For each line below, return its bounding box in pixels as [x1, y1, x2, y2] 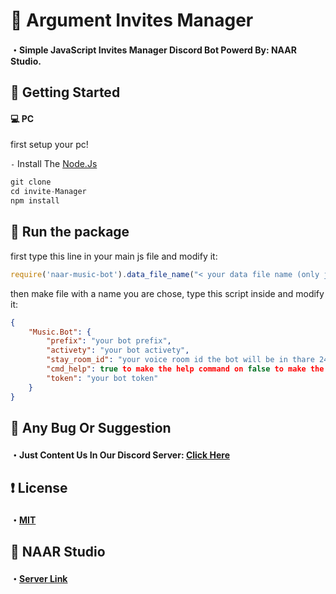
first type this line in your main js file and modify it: [10, 250, 218, 262]
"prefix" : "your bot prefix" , [46, 336, 172, 346]
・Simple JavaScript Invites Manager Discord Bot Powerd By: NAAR [10, 44, 297, 56]
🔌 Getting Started [10, 84, 121, 101]
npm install [10, 196, 60, 206]
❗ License [10, 479, 68, 496]
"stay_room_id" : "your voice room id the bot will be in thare [46, 355, 315, 365]
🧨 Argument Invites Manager [10, 9, 254, 32]
